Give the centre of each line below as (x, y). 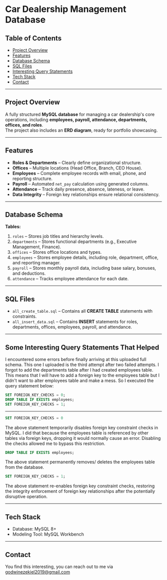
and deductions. (29, 273)
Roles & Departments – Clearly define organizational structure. (77, 163)
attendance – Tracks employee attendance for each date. (70, 279)
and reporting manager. (37, 263)
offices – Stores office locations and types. (57, 252)
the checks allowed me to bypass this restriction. (55, 443)
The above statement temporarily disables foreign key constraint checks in (82, 427)
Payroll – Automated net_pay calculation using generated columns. (81, 184)
